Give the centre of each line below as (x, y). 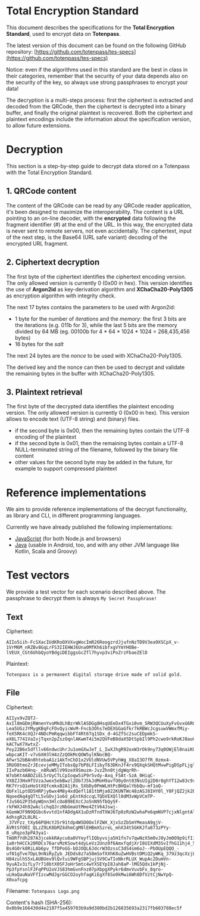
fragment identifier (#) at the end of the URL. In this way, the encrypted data (99, 224)
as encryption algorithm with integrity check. (61, 296)
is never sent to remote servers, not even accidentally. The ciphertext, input (99, 231)
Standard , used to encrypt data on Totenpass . (63, 33)
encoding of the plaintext (46, 437)
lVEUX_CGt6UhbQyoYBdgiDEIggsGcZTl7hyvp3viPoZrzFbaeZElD (77, 653)
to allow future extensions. (39, 125)
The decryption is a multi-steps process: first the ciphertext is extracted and (100, 100)
